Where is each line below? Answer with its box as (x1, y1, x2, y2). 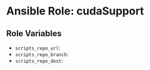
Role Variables (6, 28, 62, 39)
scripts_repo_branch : (15, 51, 68, 58)
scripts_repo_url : (15, 44, 60, 51)
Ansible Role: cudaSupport (6, 4, 144, 18)
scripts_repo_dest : (15, 57, 64, 64)
